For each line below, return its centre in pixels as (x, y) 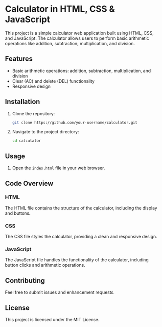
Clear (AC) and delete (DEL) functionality (53, 81)
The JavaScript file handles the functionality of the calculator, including (77, 260)
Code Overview (29, 183)
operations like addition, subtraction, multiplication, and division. (70, 43)
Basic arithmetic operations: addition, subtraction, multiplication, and (81, 71)
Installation (23, 102)
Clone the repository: (34, 113)
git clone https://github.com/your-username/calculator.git (75, 123)
